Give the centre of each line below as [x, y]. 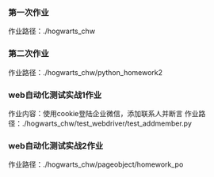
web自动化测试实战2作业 [56, 145]
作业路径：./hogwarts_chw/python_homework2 [86, 72]
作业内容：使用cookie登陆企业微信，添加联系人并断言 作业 [103, 113]
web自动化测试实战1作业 [55, 95]
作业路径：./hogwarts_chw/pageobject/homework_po [96, 164]
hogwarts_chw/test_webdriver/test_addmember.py [109, 123]
